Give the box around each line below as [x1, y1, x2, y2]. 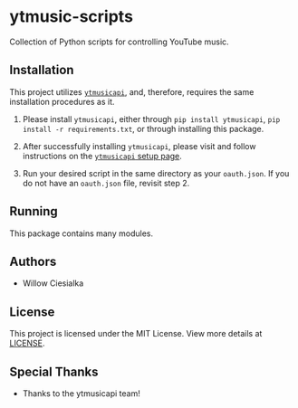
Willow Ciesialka [22, 278, 84, 289]
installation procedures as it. [9, 96, 115, 107]
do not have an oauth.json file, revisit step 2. [22, 177, 190, 188]
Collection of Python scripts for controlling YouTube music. [9, 36, 229, 47]
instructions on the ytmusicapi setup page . [22, 150, 183, 161]
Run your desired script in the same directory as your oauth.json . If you [22, 167, 290, 178]
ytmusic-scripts [9, 6, 134, 27]
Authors [9, 253, 57, 269]
